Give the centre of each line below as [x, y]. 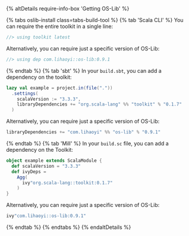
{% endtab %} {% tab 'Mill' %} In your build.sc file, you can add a [87, 143]
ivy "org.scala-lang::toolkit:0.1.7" [67, 183]
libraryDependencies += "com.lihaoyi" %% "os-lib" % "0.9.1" [84, 132]
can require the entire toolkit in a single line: [60, 26]
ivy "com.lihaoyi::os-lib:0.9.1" [46, 216]
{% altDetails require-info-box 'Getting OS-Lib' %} [68, 9]
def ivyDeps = [29, 171]
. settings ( [25, 93]
